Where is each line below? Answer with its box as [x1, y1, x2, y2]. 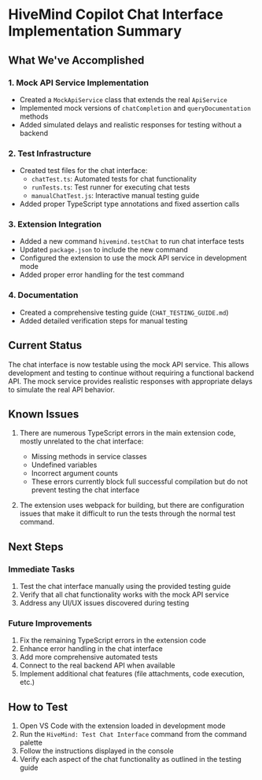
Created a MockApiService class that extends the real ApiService [19, 94, 228, 104]
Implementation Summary [8, 22, 183, 40]
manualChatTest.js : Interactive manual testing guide [31, 191, 200, 201]
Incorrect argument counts [31, 469, 118, 478]
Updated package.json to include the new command [19, 245, 189, 255]
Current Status [8, 339, 83, 352]
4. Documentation [8, 289, 79, 300]
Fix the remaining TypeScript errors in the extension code [19, 635, 207, 646]
